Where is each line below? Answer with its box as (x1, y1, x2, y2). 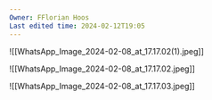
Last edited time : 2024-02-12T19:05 (9, 21, 145, 30)
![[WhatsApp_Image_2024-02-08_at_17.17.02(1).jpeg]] (9, 46, 205, 56)
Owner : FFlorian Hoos (9, 12, 90, 22)
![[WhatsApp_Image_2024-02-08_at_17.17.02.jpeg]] (9, 63, 196, 74)
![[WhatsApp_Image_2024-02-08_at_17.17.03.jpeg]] (9, 80, 196, 91)
